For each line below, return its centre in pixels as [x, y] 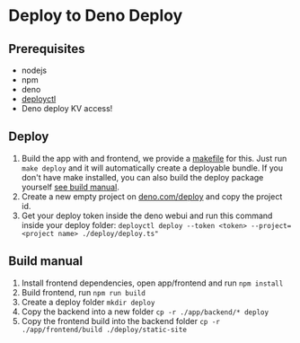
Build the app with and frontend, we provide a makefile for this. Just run [154, 158]
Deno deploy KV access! [67, 108]
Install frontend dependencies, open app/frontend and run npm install [152, 283]
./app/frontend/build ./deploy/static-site [104, 330]
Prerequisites [47, 49]
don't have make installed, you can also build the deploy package [142, 177]
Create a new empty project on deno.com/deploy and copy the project [152, 196]
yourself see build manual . [71, 187]
